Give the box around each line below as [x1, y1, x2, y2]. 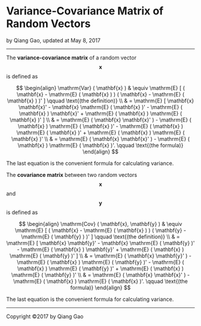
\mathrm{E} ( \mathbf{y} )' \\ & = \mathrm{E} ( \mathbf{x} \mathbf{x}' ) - [11, 271, 190, 278]
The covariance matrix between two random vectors [6, 171, 138, 178]
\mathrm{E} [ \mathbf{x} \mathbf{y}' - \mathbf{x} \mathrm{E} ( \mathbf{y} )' [6, 239, 195, 246]
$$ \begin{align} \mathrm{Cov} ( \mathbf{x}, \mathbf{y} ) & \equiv [19, 220, 182, 227]
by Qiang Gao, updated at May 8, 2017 [6, 37, 100, 44]
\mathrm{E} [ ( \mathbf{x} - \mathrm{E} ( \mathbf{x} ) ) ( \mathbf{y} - [14, 227, 187, 234]
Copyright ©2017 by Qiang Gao [6, 313, 84, 320]
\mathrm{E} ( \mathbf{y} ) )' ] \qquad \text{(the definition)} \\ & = [20, 233, 181, 240]
